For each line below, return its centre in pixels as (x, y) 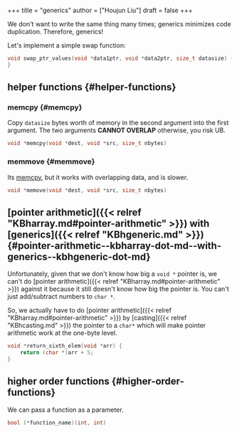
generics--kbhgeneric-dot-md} (79, 256)
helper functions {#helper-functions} (92, 87)
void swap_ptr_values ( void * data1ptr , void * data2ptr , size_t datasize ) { (121, 58)
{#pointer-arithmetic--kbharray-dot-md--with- (115, 246)
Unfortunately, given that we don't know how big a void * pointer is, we (112, 274)
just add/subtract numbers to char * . (62, 296)
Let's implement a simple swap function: (67, 45)
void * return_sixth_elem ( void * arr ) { (65, 346)
